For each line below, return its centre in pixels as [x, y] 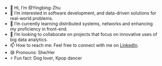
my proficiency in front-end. [39, 29]
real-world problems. [31, 18]
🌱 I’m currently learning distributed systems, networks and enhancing [81, 23]
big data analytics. [29, 39]
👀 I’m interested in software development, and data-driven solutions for [83, 13]
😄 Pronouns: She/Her [32, 52]
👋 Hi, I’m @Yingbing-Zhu [35, 8]
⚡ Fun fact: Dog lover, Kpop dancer [46, 58]
